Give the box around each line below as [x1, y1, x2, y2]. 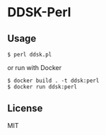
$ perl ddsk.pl [7, 51, 52, 58]
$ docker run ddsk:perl [7, 83, 78, 90]
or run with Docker [7, 64, 62, 71]
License [7, 102, 43, 115]
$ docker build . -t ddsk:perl [7, 77, 100, 84]
